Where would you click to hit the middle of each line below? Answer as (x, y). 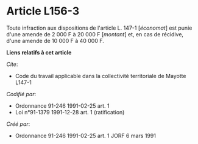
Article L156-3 (43, 11)
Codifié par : (21, 94)
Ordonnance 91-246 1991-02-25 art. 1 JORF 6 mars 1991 (86, 136)
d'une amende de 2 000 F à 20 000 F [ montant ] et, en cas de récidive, (95, 34)
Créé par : (18, 124)
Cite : (12, 64)
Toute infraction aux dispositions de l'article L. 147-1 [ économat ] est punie (99, 28)
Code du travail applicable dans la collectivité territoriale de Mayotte (101, 76)
